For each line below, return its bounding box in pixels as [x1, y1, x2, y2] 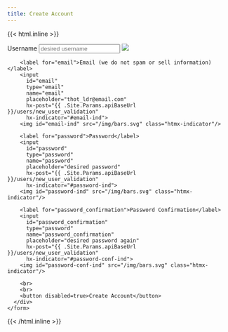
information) [173, 59, 212, 66]
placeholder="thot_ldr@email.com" [25, 95, 128, 102]
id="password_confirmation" [25, 218, 109, 225]
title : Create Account [7, 10, 74, 18]
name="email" [25, 89, 65, 97]
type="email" [25, 84, 65, 91]
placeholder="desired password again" [25, 237, 140, 244]
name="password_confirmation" [25, 231, 114, 238]
